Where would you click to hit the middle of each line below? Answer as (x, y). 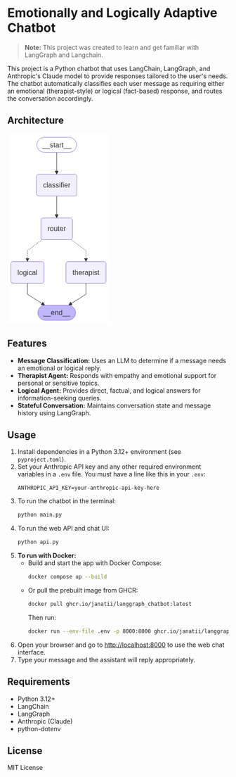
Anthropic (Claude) (45, 721)
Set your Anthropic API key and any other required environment (109, 467)
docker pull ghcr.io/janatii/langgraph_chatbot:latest (110, 604)
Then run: (42, 617)
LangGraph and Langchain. (64, 55)
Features (27, 344)
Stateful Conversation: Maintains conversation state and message (114, 405)
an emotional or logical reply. (59, 368)
